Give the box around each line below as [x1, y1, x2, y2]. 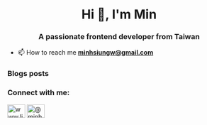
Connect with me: [7, 88, 70, 98]
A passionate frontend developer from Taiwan [38, 32, 200, 42]
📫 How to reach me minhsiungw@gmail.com [17, 48, 154, 57]
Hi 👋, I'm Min [81, 6, 157, 23]
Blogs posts [7, 69, 50, 79]
